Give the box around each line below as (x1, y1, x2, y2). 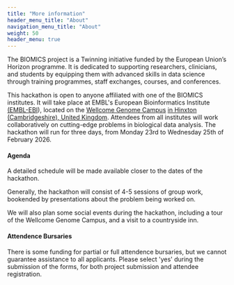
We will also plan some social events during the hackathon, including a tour (7, 208, 223, 217)
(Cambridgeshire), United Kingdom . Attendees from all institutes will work (7, 113, 219, 122)
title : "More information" (7, 10, 86, 17)
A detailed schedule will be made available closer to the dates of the (7, 167, 203, 175)
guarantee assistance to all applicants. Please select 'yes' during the (7, 255, 204, 263)
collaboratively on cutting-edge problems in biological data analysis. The (7, 121, 216, 129)
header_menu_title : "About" (7, 17, 89, 24)
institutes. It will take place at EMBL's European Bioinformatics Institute (7, 98, 210, 107)
